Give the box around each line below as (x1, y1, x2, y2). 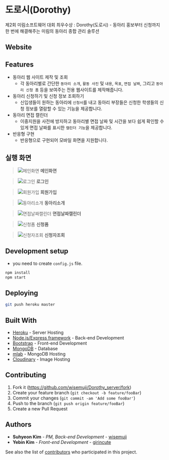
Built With (5, 316, 37, 325)
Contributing (5, 371, 46, 379)
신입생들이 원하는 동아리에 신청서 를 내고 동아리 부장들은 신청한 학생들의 (20, 99, 159, 105)
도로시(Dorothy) (5, 4, 71, 16)
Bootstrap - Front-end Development (12, 340, 87, 347)
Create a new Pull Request (12, 406, 68, 412)
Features (5, 60, 34, 69)
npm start (5, 275, 26, 280)
